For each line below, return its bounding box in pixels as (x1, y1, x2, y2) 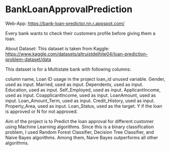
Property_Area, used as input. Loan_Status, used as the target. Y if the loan (5, 103, 162, 109)
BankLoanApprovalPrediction (5, 4, 133, 15)
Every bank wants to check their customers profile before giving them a (5, 30, 156, 36)
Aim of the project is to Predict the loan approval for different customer (5, 118, 154, 124)
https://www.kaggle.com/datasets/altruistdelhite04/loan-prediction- (5, 51, 148, 57)
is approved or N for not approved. (5, 108, 78, 114)
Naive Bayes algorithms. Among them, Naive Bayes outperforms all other (5, 134, 158, 140)
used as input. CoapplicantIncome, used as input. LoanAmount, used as (5, 92, 156, 98)
